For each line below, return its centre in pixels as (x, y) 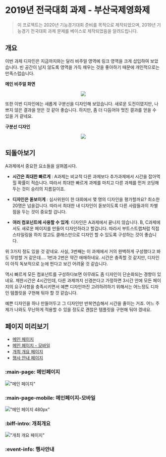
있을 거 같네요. (19, 116)
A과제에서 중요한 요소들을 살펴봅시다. (41, 166)
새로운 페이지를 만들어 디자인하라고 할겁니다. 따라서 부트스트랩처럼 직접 (90, 228)
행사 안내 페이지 (28, 358)
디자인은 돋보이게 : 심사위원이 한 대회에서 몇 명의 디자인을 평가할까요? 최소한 (86, 199)
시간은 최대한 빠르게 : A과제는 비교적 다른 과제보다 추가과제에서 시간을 (80, 176)
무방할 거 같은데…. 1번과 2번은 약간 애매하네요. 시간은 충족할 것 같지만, (78, 257)
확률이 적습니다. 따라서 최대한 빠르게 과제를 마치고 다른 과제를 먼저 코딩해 (88, 182)
